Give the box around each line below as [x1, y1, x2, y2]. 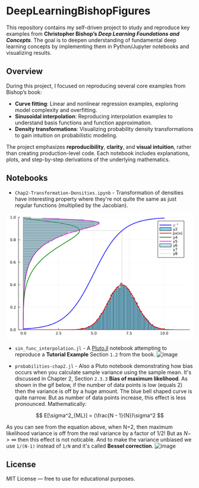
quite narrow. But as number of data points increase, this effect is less [14, 394, 186, 401]
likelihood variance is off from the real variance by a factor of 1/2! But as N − [6, 430, 191, 437]
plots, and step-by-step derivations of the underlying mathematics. [6, 156, 170, 163]
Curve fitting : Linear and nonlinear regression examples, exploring [14, 100, 178, 107]
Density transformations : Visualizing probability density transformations [14, 125, 194, 132]
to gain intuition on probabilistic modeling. [14, 132, 118, 139]
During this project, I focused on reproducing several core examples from [6, 82, 186, 89]
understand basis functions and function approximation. [14, 119, 153, 126]
